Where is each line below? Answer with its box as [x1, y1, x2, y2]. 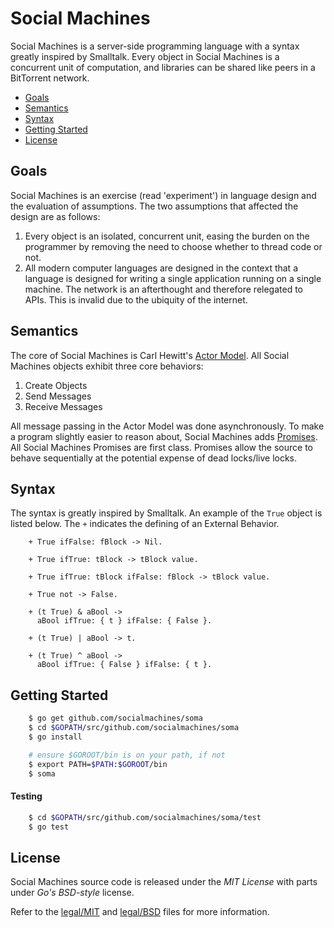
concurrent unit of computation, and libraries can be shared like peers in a [10, 61, 316, 73]
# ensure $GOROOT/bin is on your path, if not [28, 750, 226, 760]
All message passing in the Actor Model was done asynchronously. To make [10, 420, 325, 432]
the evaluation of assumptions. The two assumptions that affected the [10, 200, 299, 212]
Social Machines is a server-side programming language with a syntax [10, 40, 300, 52]
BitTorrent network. [10, 72, 90, 84]
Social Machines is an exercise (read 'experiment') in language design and [10, 189, 317, 201]
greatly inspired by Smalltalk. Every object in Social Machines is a [10, 50, 280, 62]
